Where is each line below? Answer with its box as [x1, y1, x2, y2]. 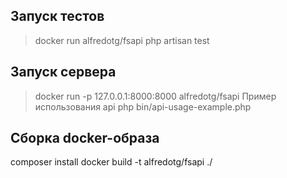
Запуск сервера [10, 64, 117, 81]
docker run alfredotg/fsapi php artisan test [34, 34, 210, 46]
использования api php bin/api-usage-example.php [34, 100, 252, 113]
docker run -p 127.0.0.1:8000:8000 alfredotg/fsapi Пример [34, 90, 277, 102]
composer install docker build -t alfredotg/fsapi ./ [10, 156, 213, 168]
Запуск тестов [10, 8, 105, 25]
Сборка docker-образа [10, 130, 160, 147]
